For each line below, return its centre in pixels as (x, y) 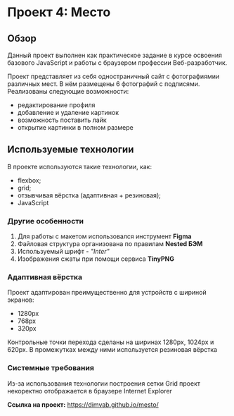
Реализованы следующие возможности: (68, 91)
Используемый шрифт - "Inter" (64, 252)
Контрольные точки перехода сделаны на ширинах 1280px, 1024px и (111, 342)
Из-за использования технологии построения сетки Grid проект (104, 383)
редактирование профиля (56, 105)
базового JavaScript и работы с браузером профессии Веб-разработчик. (117, 63)
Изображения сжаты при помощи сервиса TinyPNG (96, 259)
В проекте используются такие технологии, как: (80, 166)
